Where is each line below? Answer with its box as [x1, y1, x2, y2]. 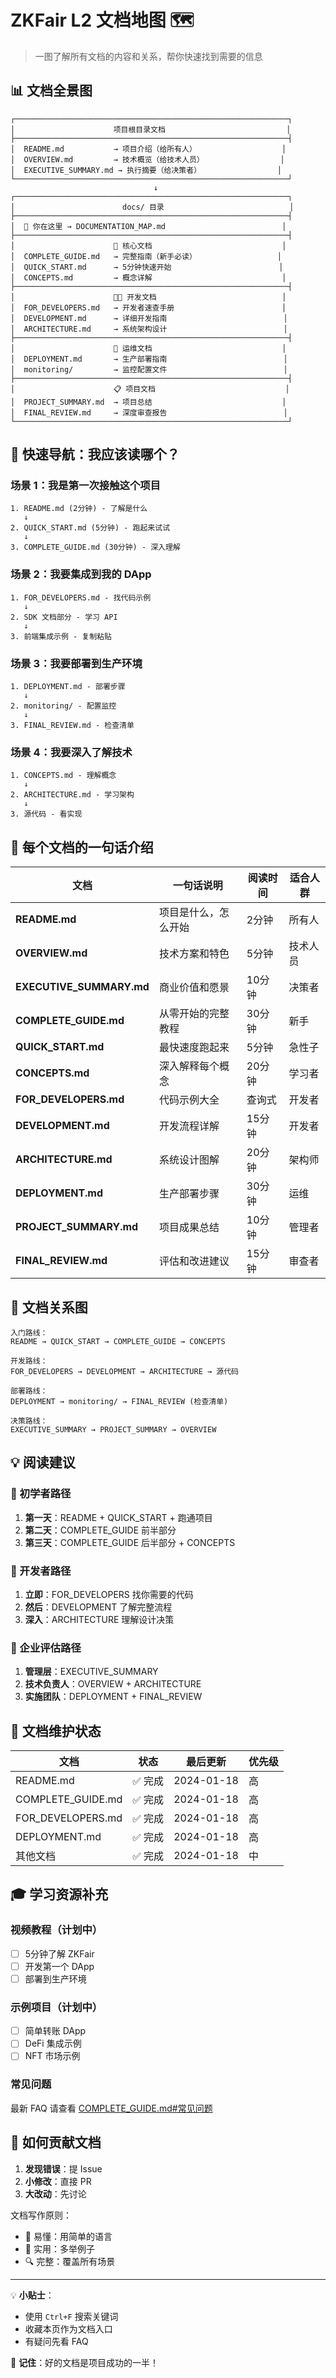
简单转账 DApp [24, 2025, 87, 2037]
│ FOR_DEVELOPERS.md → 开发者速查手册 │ [10, 302, 287, 313]
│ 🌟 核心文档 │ [10, 241, 287, 251]
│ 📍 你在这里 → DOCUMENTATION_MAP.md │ [10, 221, 287, 231]
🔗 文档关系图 [10, 1299, 88, 1316]
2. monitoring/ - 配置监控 [10, 701, 117, 711]
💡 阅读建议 [10, 1454, 76, 1471]
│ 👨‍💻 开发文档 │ [10, 292, 287, 302]
